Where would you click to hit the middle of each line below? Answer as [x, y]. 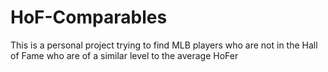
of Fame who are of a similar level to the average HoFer [124, 55]
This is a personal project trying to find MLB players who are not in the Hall [164, 45]
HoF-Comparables [89, 17]
